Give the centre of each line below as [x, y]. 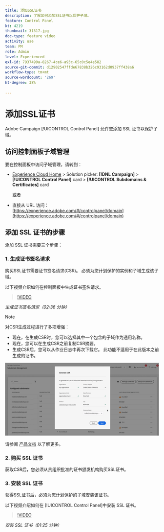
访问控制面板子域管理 [37, 152]
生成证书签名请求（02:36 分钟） [37, 307]
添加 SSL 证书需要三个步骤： [34, 245]
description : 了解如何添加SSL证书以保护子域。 [48, 15]
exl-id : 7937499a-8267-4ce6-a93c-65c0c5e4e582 [53, 62]
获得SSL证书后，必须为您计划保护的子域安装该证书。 [58, 495]
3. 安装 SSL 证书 [24, 484]
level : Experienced [25, 57]
